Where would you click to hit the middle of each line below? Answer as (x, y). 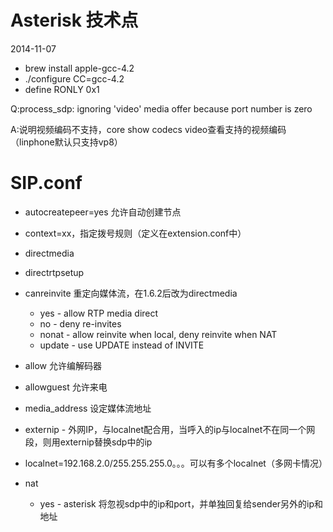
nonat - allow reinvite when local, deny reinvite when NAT (158, 334)
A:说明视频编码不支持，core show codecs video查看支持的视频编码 (148, 129)
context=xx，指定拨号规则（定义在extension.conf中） (135, 233)
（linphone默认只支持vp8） (66, 142)
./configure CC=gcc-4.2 (74, 78)
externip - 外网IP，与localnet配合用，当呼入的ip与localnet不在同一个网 (170, 429)
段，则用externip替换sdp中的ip (88, 442)
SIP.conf (46, 183)
